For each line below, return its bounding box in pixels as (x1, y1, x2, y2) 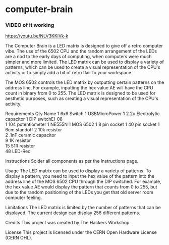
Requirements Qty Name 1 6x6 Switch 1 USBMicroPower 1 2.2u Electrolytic (5, 111, 160, 117)
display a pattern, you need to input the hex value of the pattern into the (5, 173, 155, 179)
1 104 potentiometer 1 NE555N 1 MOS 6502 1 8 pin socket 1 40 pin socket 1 (5, 121, 160, 127)
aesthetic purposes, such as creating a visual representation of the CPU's (5, 95, 159, 102)
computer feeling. (5, 194, 42, 201)
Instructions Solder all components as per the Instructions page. (5, 158, 139, 164)
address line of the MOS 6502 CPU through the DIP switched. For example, (5, 178, 161, 185)
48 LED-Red (5, 148, 31, 155)
